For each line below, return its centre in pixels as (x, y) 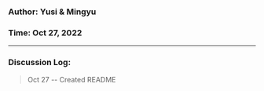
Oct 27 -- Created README (71, 79)
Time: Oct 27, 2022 (45, 32)
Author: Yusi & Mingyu (52, 12)
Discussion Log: (40, 63)
